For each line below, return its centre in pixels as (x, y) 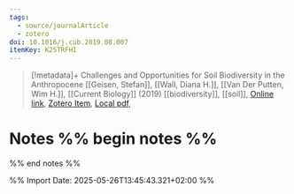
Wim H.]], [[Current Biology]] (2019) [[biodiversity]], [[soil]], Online (152, 94)
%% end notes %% (45, 163)
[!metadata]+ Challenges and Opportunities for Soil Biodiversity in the (158, 75)
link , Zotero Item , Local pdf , (81, 103)
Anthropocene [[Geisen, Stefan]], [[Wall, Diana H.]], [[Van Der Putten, (157, 85)
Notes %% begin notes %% (113, 139)
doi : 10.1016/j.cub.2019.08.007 (69, 42)
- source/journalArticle (63, 26)
